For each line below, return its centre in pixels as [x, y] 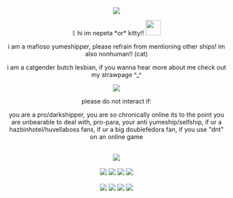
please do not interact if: [116, 101]
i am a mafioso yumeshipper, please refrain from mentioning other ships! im [116, 47]
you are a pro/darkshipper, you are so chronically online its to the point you [116, 115]
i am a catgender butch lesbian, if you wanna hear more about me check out [116, 67]
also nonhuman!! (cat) [116, 54]
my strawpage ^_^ [116, 75]
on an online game [116, 137]
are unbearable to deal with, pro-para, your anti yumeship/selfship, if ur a [116, 122]
